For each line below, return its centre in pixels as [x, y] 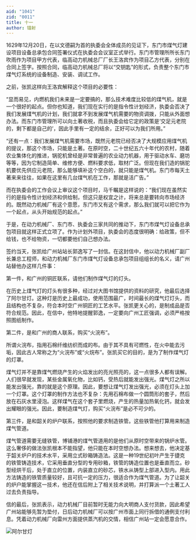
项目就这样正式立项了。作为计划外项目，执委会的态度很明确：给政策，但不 [100, 232]
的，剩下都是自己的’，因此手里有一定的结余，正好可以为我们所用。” [86, 129]
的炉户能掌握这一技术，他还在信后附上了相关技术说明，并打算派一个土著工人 [98, 485]
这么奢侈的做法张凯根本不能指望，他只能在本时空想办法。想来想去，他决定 [95, 448]
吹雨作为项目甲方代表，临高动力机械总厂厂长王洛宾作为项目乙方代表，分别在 [98, 60]
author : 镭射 [21, 28]
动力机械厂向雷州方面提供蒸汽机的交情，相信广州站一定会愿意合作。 [108, 519]
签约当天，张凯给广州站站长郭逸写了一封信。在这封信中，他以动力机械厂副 [95, 252]
